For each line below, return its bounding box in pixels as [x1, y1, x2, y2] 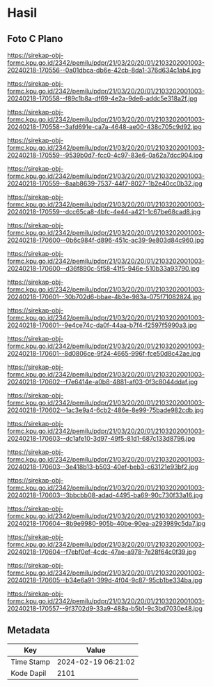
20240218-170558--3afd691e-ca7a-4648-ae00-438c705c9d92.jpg [7, 123, 202, 130]
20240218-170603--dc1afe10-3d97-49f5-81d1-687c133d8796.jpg [7, 435, 196, 442]
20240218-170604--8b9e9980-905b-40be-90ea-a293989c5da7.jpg [7, 520, 206, 527]
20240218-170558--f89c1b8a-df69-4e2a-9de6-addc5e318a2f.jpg [7, 94, 198, 103]
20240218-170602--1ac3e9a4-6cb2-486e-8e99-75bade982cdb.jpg [7, 406, 204, 414]
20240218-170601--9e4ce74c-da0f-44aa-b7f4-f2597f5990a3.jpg [7, 321, 197, 329]
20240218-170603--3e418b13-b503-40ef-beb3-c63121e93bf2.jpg [7, 462, 198, 471]
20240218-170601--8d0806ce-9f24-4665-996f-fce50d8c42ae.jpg [7, 349, 200, 357]
